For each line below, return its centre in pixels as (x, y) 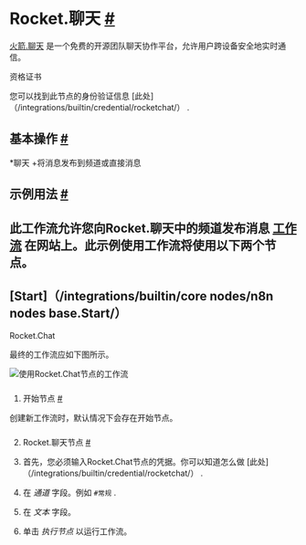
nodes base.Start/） (68, 313)
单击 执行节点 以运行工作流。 (77, 531)
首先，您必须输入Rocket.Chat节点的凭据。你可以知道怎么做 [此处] (146, 462)
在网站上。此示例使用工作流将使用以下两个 (144, 245)
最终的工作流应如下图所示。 (62, 355)
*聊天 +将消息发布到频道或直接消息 (75, 162)
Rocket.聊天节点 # (57, 443)
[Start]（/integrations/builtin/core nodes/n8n (142, 296)
